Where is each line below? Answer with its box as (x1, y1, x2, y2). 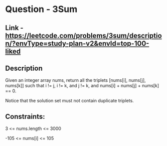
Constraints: (5, 112, 45, 121)
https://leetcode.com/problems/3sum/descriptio (5, 31, 162, 40)
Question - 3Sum (5, 4, 78, 15)
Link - (5, 24, 24, 32)
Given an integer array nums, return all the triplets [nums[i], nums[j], (5, 77, 146, 83)
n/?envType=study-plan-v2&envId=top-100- (5, 39, 149, 48)
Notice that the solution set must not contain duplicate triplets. (5, 98, 134, 104)
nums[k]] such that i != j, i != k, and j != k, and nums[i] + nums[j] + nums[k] (5, 83, 159, 89)
